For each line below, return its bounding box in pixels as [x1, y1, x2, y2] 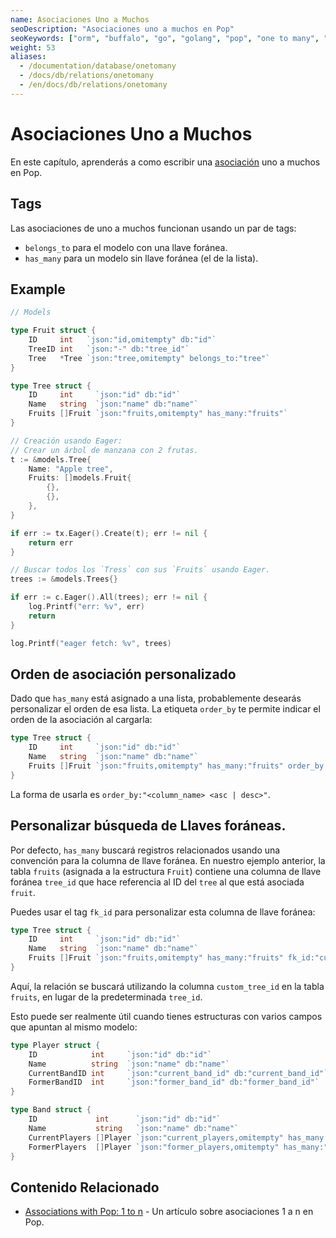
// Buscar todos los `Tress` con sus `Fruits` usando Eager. [10, 565, 271, 575]
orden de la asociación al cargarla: [10, 714, 153, 726]
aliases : [10, 52, 47, 62]
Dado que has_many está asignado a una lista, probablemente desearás [10, 692, 302, 705]
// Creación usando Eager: [10, 436, 123, 446]
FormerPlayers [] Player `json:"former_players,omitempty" [28, 1142, 280, 1152]
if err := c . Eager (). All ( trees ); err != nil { [10, 592, 208, 603]
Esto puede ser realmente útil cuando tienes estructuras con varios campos [10, 1010, 323, 1022]
